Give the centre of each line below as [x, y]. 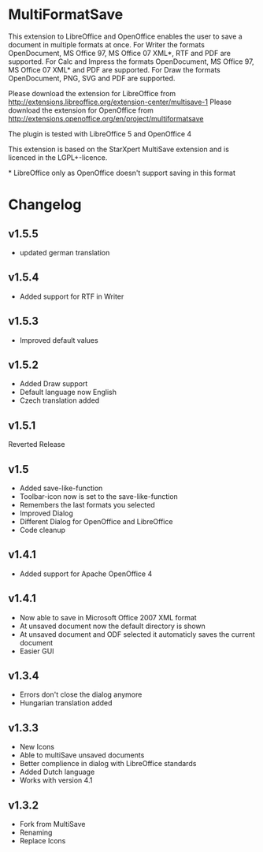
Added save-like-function [61, 488]
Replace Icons [43, 841]
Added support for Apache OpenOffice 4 [86, 574]
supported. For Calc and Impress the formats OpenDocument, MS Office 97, [131, 61]
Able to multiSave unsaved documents [82, 755]
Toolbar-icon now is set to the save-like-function [99, 497]
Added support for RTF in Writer [72, 296]
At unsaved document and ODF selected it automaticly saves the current [137, 634]
